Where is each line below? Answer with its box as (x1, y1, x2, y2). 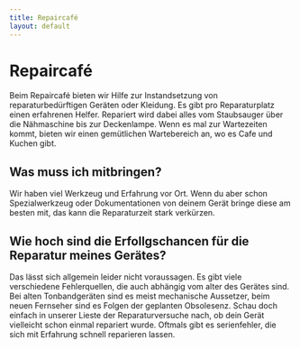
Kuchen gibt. (9, 138, 57, 149)
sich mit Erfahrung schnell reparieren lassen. (9, 329, 176, 340)
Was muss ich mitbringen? (9, 164, 162, 179)
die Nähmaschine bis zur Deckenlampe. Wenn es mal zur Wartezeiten (9, 119, 268, 130)
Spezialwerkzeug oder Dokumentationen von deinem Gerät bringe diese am (9, 197, 291, 208)
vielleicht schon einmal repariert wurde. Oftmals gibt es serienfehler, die (9, 319, 277, 330)
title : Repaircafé (9, 13, 78, 23)
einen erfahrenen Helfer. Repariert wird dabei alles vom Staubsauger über (9, 109, 284, 120)
